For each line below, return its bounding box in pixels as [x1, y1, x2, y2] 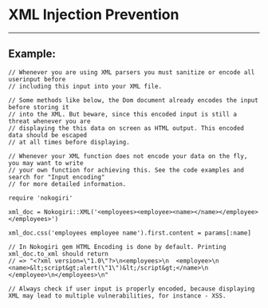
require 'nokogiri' [8, 194, 73, 202]
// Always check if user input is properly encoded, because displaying [8, 285, 255, 293]
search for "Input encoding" [8, 173, 105, 181]
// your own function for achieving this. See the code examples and [8, 166, 245, 174]
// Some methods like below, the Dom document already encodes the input [8, 96, 259, 105]
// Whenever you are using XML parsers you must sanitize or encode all [8, 68, 255, 77]
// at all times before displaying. [8, 138, 130, 146]
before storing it [8, 103, 69, 111]
